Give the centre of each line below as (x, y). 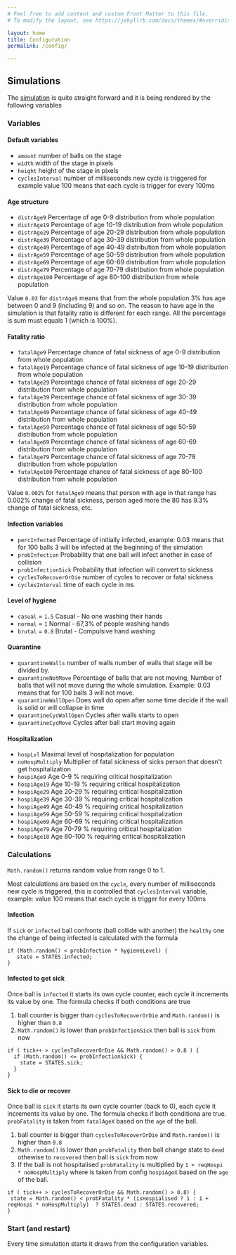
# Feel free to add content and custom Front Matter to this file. (108, 14)
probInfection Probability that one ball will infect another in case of (115, 554)
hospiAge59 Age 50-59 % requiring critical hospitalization (100, 814)
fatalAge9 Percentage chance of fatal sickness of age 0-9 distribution (119, 352)
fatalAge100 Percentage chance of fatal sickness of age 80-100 (110, 472)
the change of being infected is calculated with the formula (92, 938)
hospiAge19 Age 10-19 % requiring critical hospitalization (99, 784)
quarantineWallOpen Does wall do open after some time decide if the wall (123, 700)
